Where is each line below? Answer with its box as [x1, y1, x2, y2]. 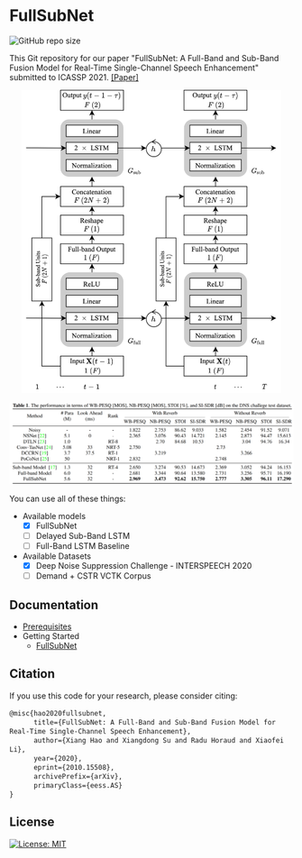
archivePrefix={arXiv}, [32, 771, 124, 780]
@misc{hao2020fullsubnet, [9, 708, 106, 717]
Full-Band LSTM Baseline [35, 540, 130, 551]
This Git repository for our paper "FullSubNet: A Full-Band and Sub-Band [9, 52, 279, 63]
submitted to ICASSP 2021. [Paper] [9, 71, 140, 82]
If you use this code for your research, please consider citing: [9, 690, 238, 701]
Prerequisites [22, 621, 72, 632]
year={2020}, [32, 753, 83, 762]
